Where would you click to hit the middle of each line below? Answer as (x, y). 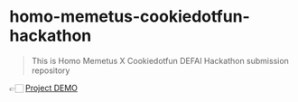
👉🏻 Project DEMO (44, 88)
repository (51, 70)
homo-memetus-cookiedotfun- (130, 17)
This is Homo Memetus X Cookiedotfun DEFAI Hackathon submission (160, 60)
